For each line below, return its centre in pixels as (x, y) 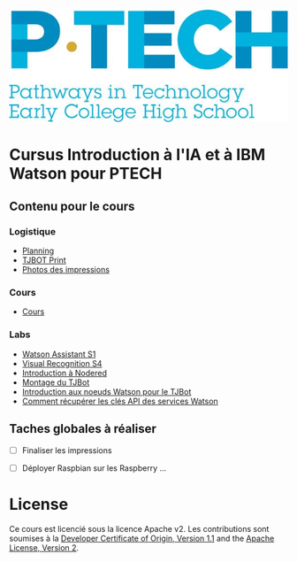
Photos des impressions (66, 270)
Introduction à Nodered (65, 373)
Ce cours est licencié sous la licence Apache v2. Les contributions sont (139, 528)
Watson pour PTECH (86, 174)
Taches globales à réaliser (83, 429)
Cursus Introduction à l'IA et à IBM (137, 155)
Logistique (32, 231)
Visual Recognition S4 (62, 363)
